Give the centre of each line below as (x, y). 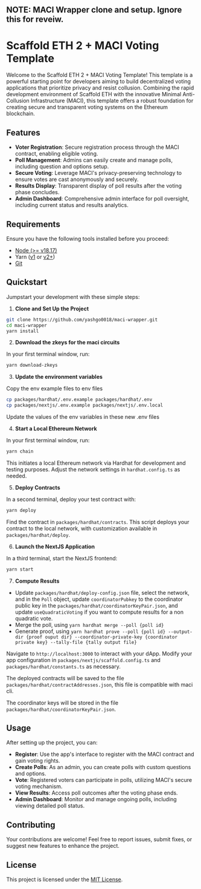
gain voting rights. (37, 761)
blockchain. (21, 114)
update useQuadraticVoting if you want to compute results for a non (99, 612)
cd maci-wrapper (27, 325)
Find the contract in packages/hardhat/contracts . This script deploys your (98, 522)
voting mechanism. (39, 787)
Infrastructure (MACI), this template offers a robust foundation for (112, 101)
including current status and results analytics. (72, 205)
